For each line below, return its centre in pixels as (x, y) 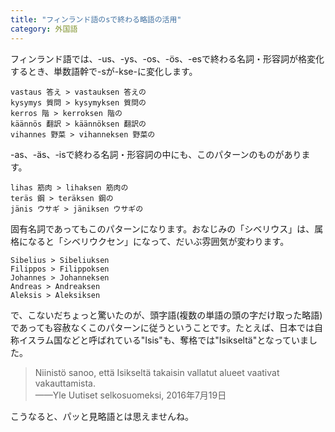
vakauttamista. (65, 383)
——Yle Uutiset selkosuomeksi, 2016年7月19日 (130, 395)
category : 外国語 (44, 29)
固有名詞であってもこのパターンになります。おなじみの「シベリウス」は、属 (167, 228)
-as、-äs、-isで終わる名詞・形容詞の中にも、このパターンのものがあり (156, 154)
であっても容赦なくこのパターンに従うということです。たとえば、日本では (162, 327)
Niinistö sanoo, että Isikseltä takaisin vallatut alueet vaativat (157, 372)
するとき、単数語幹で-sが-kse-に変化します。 (104, 71)
